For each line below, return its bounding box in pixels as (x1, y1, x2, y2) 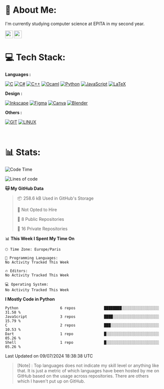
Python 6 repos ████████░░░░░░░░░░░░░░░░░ (5, 305, 160, 310)
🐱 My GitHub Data (5, 185, 44, 191)
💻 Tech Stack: (5, 52, 66, 63)
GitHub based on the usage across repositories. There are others (17, 373, 149, 379)
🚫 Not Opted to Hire (17, 207, 57, 212)
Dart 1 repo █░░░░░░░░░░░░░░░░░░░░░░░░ (5, 331, 160, 336)
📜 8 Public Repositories (17, 216, 64, 222)
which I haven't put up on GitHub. (17, 378, 85, 384)
